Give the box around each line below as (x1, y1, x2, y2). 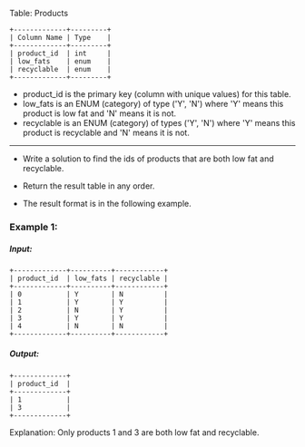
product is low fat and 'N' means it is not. (22, 108, 177, 119)
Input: (9, 243, 34, 254)
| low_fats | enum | (9, 57, 112, 66)
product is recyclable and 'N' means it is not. (22, 127, 191, 138)
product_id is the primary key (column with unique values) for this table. (22, 89, 292, 99)
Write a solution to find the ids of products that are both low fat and (22, 153, 274, 164)
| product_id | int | (9, 49, 112, 58)
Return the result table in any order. (22, 180, 155, 191)
